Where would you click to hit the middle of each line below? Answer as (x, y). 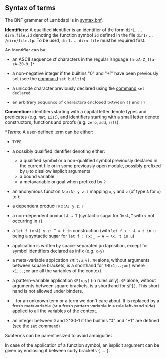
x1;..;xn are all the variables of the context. (57, 271)
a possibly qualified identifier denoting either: (58, 151)
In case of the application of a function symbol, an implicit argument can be (82, 345)
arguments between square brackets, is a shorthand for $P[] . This (80, 285)
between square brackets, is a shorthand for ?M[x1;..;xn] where (79, 265)
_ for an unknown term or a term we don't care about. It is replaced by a (86, 300)
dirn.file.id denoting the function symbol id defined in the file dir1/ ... (79, 35)
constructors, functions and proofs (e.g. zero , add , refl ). (63, 122)
